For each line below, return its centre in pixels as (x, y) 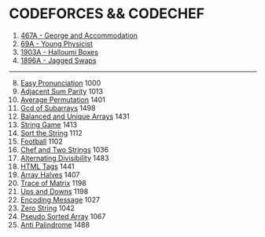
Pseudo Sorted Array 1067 (63, 216)
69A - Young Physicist (57, 43)
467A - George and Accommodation (79, 35)
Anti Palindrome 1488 (55, 224)
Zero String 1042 (48, 208)
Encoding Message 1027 (60, 199)
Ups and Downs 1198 (54, 191)
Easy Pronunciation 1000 (61, 82)
